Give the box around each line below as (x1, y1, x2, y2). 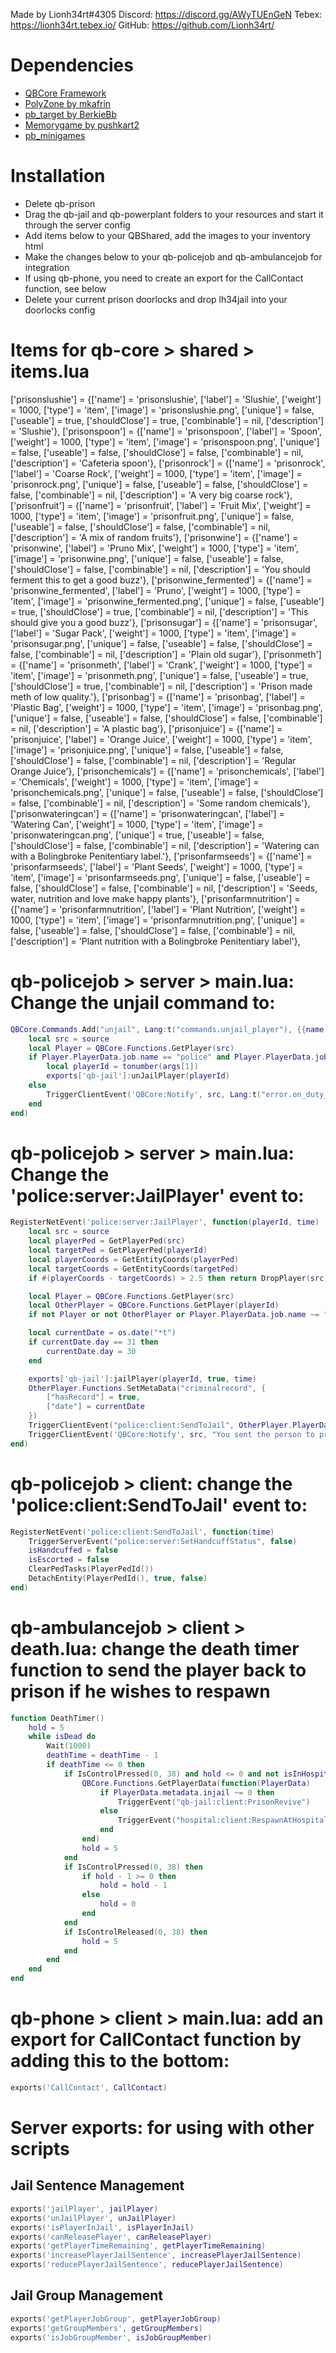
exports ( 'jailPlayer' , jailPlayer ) (10, 2204, 159, 2214)
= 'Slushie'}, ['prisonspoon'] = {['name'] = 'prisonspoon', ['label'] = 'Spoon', (10, 425, 323, 437)
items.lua (10, 360, 90, 383)
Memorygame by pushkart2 (24, 119, 140, 131)
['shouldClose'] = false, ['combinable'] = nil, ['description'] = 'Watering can (10, 839, 320, 851)
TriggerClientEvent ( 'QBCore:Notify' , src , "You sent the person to (28, 1429, 315, 1439)
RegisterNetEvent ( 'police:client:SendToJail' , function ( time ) (10, 1527, 275, 1537)
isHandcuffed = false (28, 1545, 118, 1556)
